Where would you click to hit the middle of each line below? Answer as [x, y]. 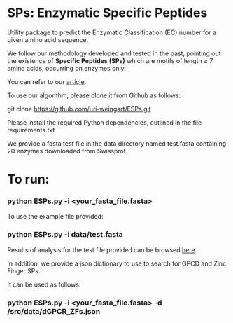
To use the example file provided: [55, 217]
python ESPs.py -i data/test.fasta [65, 235]
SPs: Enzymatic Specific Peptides [107, 13]
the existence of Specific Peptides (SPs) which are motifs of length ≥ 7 [110, 60]
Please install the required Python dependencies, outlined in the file [105, 122]
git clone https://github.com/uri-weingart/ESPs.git [79, 109]
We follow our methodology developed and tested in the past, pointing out [114, 53]
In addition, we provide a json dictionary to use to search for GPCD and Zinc [117, 263]
